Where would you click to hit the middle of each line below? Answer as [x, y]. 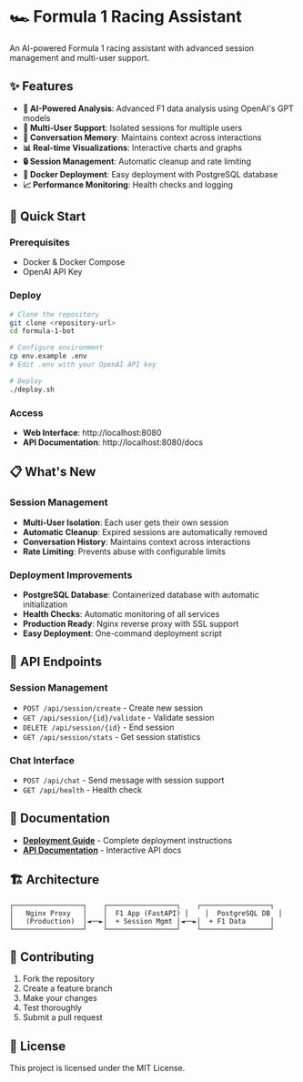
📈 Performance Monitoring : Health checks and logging [128, 184]
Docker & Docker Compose [74, 262]
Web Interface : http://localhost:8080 [92, 433]
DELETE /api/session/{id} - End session [98, 727]
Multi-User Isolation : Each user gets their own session [126, 522]
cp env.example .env [49, 356]
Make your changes [60, 998]
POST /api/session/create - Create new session [112, 708]
